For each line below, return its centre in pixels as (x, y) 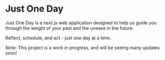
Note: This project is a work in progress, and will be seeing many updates (82, 47)
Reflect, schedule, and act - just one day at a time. (58, 38)
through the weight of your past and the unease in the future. (69, 28)
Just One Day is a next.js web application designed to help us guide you (81, 23)
